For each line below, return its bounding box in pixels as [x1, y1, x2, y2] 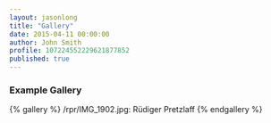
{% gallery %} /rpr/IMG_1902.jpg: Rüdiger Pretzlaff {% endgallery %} [9, 104, 263, 115]
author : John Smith [9, 37, 82, 47]
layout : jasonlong [9, 12, 78, 22]
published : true [9, 54, 70, 63]
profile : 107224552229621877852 [9, 46, 130, 55]
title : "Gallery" [9, 21, 74, 30]
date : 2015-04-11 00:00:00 [9, 29, 110, 38]
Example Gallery [9, 84, 82, 96]
